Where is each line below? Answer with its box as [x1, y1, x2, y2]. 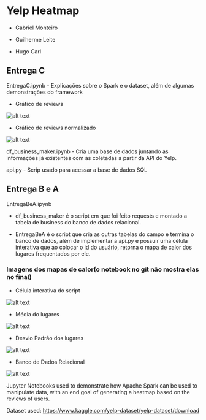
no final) [6, 273, 32, 281]
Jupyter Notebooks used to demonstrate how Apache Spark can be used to [6, 381, 197, 389]
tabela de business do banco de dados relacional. [15, 218, 141, 226]
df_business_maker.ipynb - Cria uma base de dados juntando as [6, 148, 169, 155]
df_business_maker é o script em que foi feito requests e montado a [15, 212, 188, 220]
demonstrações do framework [6, 88, 83, 96]
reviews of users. [6, 395, 50, 402]
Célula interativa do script [15, 286, 81, 294]
